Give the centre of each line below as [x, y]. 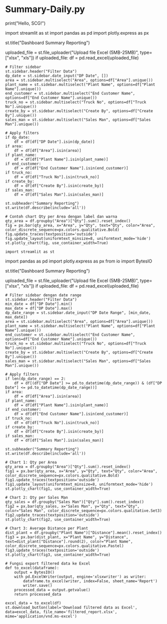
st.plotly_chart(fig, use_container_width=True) [57, 243]
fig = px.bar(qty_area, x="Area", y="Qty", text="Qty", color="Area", [80, 225]
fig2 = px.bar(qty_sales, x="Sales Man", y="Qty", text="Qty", [72, 506]
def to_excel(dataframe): [32, 568]
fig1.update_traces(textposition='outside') [52, 480]
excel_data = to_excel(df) [33, 603]
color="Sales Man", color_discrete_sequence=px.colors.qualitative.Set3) [84, 511]
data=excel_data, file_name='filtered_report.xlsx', [61, 612]
